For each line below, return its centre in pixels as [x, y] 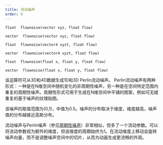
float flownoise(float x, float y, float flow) [56, 62]
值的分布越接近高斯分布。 [31, 115]
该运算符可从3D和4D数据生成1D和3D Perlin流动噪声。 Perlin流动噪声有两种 [80, 80]
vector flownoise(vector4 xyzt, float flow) [52, 53]
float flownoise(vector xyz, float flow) [49, 27]
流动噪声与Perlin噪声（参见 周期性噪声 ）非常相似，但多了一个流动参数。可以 [81, 125]
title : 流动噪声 [20, 10]
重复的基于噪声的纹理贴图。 [33, 98]
